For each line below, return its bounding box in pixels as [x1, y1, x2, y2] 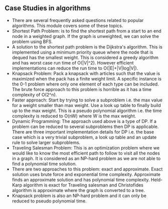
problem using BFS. [12, 38, 53, 44]
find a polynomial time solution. [12, 160, 77, 166]
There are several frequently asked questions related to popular [12, 17, 144, 23]
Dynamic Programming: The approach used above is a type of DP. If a [12, 118, 156, 124]
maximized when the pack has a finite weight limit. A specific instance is [12, 75, 161, 81]
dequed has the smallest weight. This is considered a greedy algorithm [12, 54, 159, 60]
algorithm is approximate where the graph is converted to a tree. [12, 187, 145, 193]
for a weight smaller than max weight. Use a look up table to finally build [12, 102, 161, 108]
